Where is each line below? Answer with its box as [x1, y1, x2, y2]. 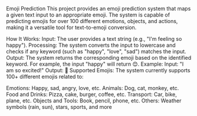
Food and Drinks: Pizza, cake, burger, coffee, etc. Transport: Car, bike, [6, 91, 177, 98]
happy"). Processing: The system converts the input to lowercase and [6, 41, 176, 49]
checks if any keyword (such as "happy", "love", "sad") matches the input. [6, 48, 187, 55]
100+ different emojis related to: [6, 73, 84, 80]
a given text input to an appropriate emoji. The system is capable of [6, 11, 170, 18]
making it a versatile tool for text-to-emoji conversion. [6, 24, 137, 31]
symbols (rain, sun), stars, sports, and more [6, 104, 112, 110]
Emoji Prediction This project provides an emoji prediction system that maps [6, 5, 191, 12]
